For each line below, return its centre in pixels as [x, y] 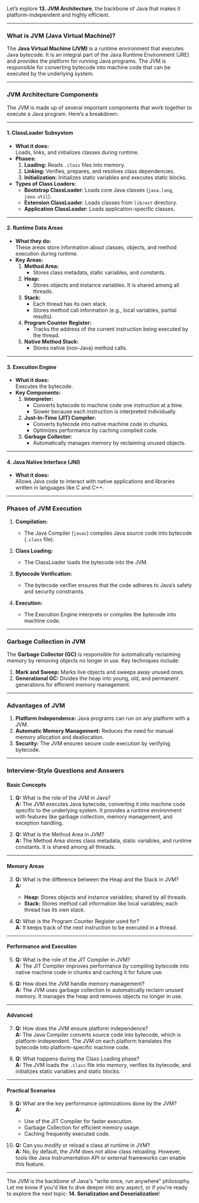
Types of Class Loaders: [45, 183]
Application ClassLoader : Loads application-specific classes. [99, 209]
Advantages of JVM [36, 705]
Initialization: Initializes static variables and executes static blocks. [105, 177]
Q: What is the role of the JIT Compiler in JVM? [73, 959]
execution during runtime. [47, 253]
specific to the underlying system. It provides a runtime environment [98, 810]
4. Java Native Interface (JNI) [43, 462]
